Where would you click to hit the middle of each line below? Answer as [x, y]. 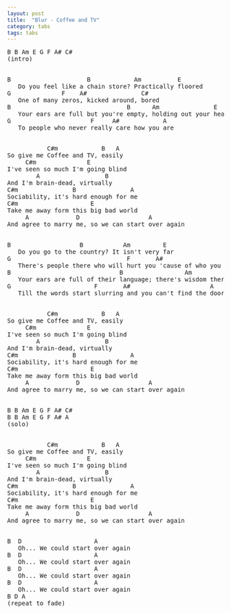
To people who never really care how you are [96, 128]
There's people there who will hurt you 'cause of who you [120, 266]
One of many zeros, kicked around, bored [89, 100]
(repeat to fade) [36, 603]
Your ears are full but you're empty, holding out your [114, 114]
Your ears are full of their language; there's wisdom [112, 279]
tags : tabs [23, 33]
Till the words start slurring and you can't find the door [121, 293]
